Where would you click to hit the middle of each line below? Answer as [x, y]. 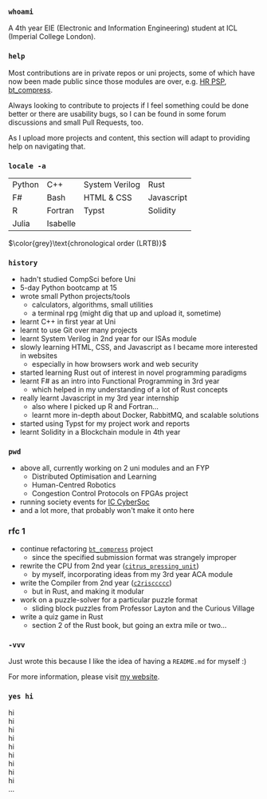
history [23, 262]
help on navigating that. [47, 146]
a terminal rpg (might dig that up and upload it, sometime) [126, 313]
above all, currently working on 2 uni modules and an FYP [114, 468]
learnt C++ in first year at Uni [68, 322]
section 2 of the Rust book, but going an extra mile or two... [129, 625]
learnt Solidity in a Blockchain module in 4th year [100, 432]
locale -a [27, 166]
